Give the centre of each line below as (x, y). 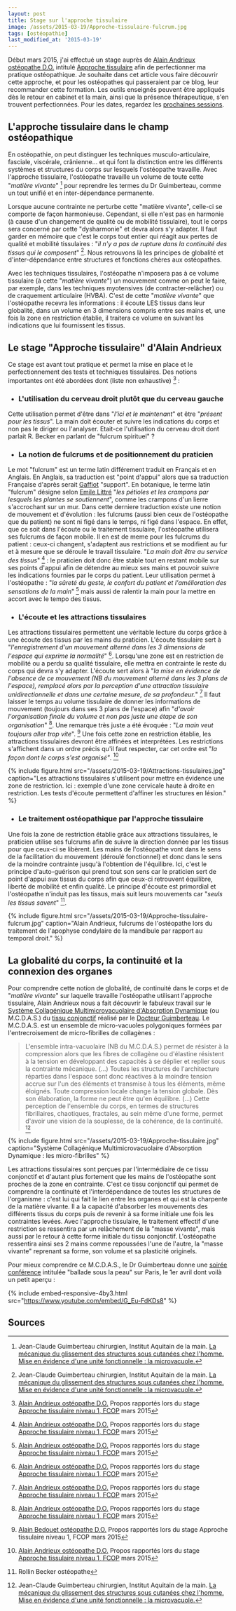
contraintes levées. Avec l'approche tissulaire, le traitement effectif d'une (113, 1221)
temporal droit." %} (36, 938)
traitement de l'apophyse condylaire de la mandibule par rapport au (105, 931)
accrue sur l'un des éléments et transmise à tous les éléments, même (125, 1084)
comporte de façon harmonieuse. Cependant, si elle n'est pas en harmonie (116, 214)
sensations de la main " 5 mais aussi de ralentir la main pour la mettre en (112, 591)
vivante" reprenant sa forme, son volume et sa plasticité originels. (103, 1251)
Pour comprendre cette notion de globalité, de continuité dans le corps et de (118, 988)
